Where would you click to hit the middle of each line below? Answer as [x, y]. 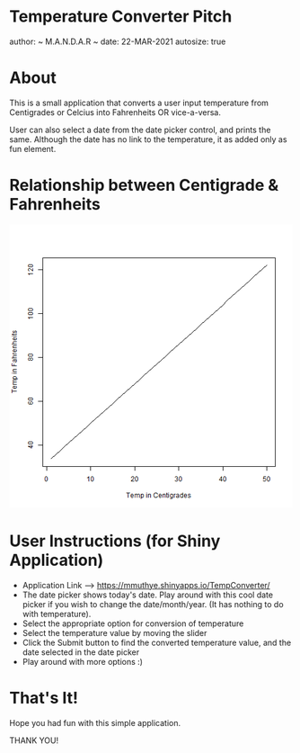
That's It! [44, 698]
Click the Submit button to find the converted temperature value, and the [157, 642]
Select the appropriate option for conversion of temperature [133, 623]
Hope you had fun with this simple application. [95, 722]
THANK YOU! [34, 740]
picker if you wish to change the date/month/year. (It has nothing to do [153, 604]
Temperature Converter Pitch [121, 17]
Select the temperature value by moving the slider [115, 632]
